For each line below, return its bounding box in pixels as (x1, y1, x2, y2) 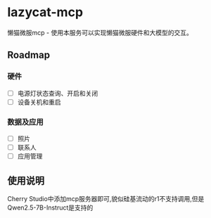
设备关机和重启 (17, 98, 61, 106)
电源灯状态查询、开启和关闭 (17, 89, 98, 97)
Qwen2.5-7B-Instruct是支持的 (7, 203, 94, 212)
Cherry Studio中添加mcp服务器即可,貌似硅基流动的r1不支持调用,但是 (7, 195, 205, 203)
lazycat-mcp (7, 4, 83, 20)
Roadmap (7, 49, 51, 61)
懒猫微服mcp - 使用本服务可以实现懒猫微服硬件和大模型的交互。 (7, 28, 193, 37)
